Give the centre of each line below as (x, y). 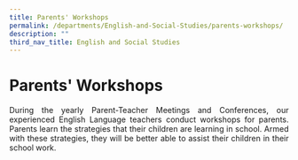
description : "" (39, 34)
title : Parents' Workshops (59, 17)
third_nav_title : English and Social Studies (94, 42)
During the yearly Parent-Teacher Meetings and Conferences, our (149, 110)
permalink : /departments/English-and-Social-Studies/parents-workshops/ (146, 26)
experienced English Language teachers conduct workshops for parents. (149, 119)
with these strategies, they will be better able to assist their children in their (149, 139)
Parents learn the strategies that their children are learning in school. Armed (149, 129)
